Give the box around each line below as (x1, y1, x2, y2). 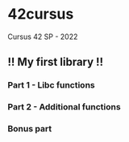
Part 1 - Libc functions (7, 80, 95, 91)
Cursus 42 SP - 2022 (7, 32, 78, 41)
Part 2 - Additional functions (7, 101, 122, 113)
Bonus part (7, 123, 52, 135)
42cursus (7, 5, 74, 24)
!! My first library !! (7, 55, 104, 69)
